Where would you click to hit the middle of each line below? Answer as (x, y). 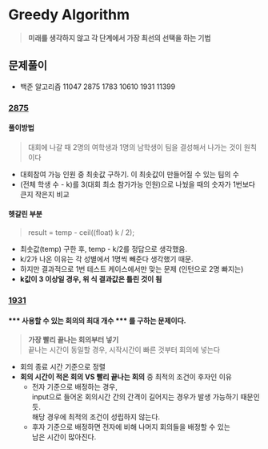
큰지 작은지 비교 (44, 194)
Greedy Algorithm (69, 15)
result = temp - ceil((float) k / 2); (81, 233)
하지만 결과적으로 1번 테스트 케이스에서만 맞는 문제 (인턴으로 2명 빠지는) (132, 269)
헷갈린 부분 (25, 214)
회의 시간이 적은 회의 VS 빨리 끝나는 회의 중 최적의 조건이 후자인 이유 (126, 377)
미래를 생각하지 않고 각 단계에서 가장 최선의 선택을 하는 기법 (119, 38)
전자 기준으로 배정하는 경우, (74, 387)
